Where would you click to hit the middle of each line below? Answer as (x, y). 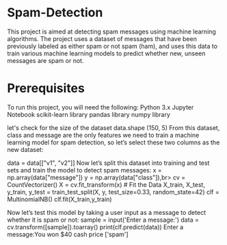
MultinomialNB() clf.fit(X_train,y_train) (59, 199)
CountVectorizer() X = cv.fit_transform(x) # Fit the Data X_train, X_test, (106, 184)
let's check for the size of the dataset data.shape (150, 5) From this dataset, (113, 127)
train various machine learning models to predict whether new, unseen (106, 53)
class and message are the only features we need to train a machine (103, 135)
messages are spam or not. (45, 60)
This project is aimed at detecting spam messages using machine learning (112, 31)
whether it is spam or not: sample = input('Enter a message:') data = (103, 220)
